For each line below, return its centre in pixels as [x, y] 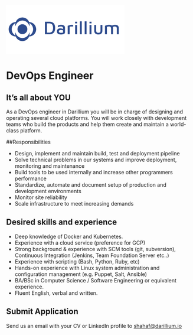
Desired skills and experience [61, 222]
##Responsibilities [29, 142]
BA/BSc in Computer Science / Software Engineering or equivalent [96, 280]
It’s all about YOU [38, 97]
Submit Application [42, 312]
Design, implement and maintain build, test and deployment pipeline [97, 153]
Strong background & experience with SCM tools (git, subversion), [95, 249]
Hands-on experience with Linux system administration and [87, 268]
